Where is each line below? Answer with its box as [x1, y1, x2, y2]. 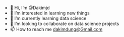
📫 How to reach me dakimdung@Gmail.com [10, 26, 103, 32]
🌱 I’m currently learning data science [10, 15, 87, 21]
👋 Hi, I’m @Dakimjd [10, 5, 50, 10]
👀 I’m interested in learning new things [10, 10, 90, 16]
